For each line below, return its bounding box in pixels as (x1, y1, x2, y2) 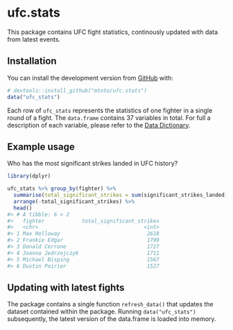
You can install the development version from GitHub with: (7, 73, 173, 82)
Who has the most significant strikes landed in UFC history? (7, 159, 178, 168)
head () (13, 205, 33, 211)
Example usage (7, 141, 75, 153)
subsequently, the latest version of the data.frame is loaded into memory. (7, 315, 216, 323)
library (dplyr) (7, 173, 51, 180)
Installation (7, 55, 57, 67)
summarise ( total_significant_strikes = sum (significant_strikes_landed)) (13, 192, 231, 199)
